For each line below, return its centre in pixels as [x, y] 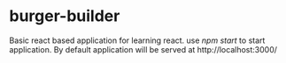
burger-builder [65, 16]
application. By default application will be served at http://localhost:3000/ [143, 49]
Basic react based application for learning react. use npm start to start [137, 40]
